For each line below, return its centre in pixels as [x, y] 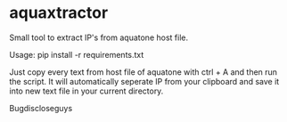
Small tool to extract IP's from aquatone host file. [99, 37]
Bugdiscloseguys [41, 108]
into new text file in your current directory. [86, 91]
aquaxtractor [59, 13]
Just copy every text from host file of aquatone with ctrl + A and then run [143, 72]
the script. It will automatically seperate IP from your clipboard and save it [144, 81]
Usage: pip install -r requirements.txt [77, 54]
